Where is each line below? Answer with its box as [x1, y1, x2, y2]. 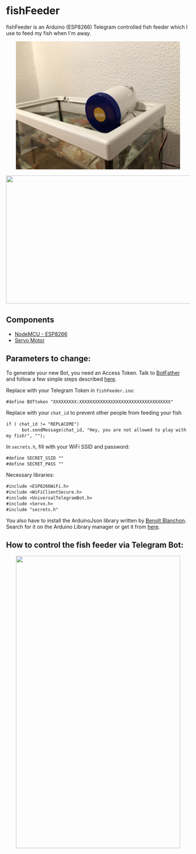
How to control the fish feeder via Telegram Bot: [6, 540, 184, 550]
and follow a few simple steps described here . [6, 376, 117, 383]
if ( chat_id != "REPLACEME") [6, 421, 80, 427]
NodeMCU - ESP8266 [14, 330, 68, 338]
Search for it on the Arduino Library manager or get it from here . [6, 523, 160, 530]
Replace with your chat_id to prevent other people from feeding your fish [6, 409, 182, 416]
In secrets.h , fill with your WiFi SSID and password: [6, 443, 130, 450]
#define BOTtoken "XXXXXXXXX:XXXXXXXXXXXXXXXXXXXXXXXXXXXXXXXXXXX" [6, 399, 174, 405]
